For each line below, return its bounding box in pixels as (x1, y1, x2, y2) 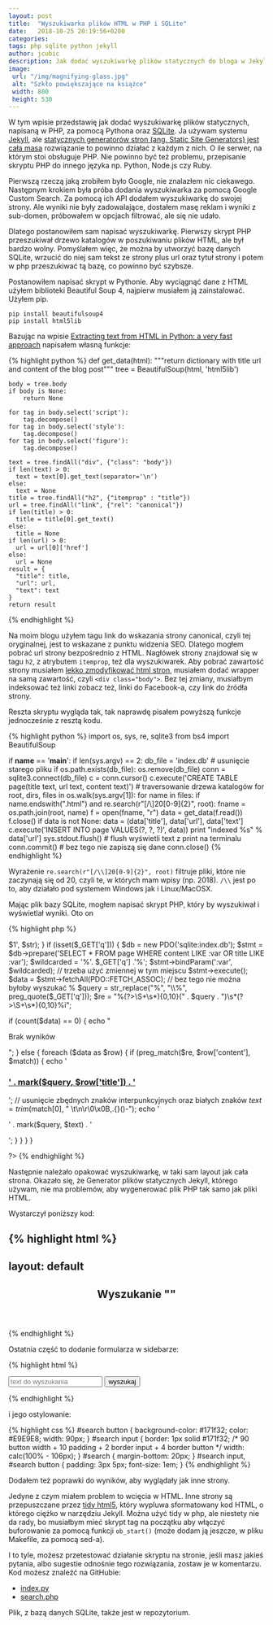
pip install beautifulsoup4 (8, 310, 104, 318)
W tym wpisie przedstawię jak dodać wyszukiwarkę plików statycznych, (8, 117, 250, 127)
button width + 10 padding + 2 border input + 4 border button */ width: (8, 1442, 245, 1452)
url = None (15, 558, 53, 566)
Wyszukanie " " (97, 1287, 176, 1301)
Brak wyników (8, 1032, 55, 1042)
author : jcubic (8, 50, 60, 58)
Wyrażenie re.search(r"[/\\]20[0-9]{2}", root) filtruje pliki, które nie (8, 867, 246, 877)
